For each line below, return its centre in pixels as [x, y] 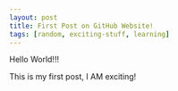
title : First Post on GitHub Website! [81, 26]
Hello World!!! [34, 60]
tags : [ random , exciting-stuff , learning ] [89, 34]
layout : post [34, 17]
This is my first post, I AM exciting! [73, 77]
